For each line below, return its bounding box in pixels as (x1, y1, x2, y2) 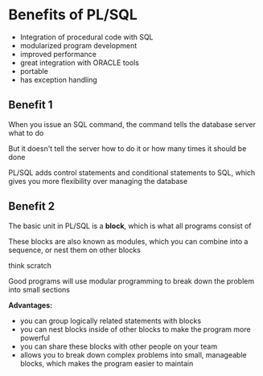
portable (19, 66, 48, 76)
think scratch (8, 260, 52, 270)
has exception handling (19, 75, 98, 84)
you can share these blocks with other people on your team (19, 341, 218, 351)
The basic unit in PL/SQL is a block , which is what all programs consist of (8, 221, 252, 231)
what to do (8, 128, 44, 137)
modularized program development (19, 40, 138, 50)
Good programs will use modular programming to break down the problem (8, 276, 255, 286)
